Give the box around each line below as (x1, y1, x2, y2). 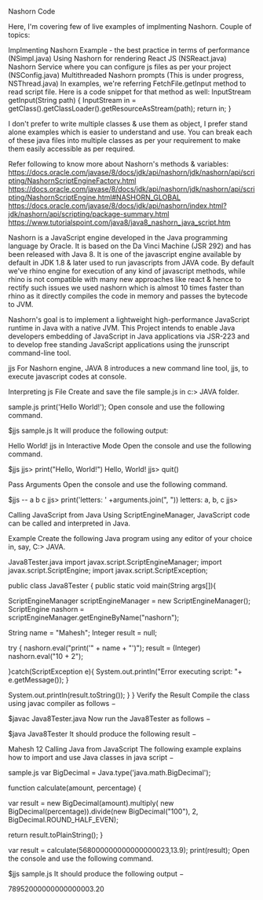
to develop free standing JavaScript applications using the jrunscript (8, 340, 229, 349)
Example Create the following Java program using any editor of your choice (8, 534, 253, 543)
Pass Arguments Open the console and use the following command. (8, 480, 228, 489)
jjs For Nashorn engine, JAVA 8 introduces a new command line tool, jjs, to (8, 364, 249, 372)
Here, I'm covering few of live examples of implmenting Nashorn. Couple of (8, 22, 252, 31)
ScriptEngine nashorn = (8, 605, 85, 613)
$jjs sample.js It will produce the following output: (8, 426, 169, 435)
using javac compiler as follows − (8, 699, 116, 708)
